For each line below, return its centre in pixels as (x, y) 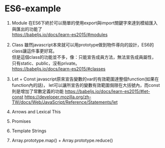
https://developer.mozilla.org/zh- (58, 97)
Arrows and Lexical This (36, 111)
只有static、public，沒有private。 (46, 63)
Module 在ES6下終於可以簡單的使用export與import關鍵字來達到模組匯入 (85, 23)
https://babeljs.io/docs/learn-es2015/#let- (107, 91)
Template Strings (29, 131)
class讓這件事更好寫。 (34, 51)
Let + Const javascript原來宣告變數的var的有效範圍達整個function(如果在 (85, 79)
